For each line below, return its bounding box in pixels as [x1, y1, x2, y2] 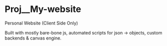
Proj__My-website [4, 3, 81, 15]
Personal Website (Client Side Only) [4, 20, 78, 26]
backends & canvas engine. [4, 35, 62, 41]
